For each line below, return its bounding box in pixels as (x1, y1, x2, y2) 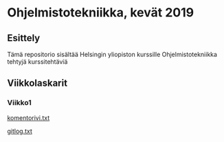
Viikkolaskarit (7, 78, 67, 89)
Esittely (7, 32, 41, 44)
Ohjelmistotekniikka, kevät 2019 (7, 5, 194, 21)
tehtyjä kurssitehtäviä (7, 58, 68, 66)
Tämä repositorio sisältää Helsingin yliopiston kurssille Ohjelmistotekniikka (7, 50, 218, 58)
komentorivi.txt (7, 113, 50, 121)
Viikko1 (7, 98, 32, 108)
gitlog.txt (7, 127, 33, 135)
